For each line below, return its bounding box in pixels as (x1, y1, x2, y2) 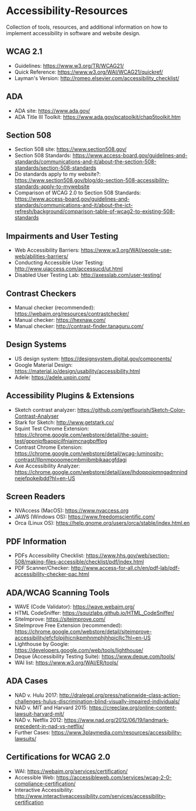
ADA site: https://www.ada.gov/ (14, 107, 90, 114)
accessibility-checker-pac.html (14, 571, 89, 578)
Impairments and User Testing (6, 231, 118, 241)
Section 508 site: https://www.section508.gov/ (14, 146, 127, 153)
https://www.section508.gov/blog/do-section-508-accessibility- (14, 177, 170, 184)
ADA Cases (6, 676, 48, 686)
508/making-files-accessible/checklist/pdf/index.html (14, 558, 144, 565)
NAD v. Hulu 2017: (14, 692, 58, 699)
